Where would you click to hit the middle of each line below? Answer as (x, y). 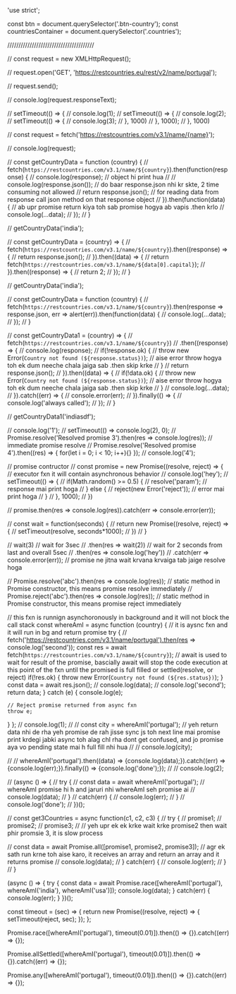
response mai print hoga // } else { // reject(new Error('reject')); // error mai (116, 489)
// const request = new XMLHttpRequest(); (69, 59)
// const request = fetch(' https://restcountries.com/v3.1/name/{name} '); (111, 134)
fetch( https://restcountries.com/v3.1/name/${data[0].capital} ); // (106, 264)
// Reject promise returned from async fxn (72, 705)
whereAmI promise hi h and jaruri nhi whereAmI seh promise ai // (101, 789)
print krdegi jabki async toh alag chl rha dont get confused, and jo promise (116, 739)
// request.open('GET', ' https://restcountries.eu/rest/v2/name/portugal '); (112, 72)
